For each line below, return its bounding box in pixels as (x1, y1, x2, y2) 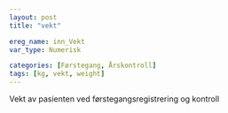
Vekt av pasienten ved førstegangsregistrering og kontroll (9, 94, 220, 104)
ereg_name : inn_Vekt (9, 37, 86, 46)
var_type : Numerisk (9, 45, 82, 54)
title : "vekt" (9, 21, 62, 30)
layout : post (9, 12, 58, 22)
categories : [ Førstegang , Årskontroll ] (9, 61, 157, 71)
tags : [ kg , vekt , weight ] (9, 70, 105, 79)
